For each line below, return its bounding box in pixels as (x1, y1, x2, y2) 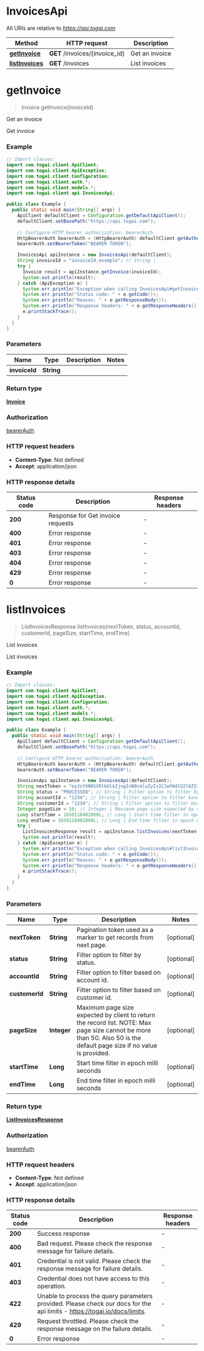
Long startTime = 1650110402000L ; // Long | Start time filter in (17, 811, 189, 817)
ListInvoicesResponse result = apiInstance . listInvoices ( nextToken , (22, 828, 200, 835)
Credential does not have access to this (37, 1274, 150, 1283)
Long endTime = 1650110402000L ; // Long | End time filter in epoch (17, 817, 194, 824)
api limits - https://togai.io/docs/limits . (37, 1307, 146, 1316)
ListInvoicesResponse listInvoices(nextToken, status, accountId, (21, 623, 181, 630)
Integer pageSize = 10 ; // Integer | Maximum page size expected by (17, 806, 194, 812)
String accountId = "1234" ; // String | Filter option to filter (17, 795, 186, 801)
